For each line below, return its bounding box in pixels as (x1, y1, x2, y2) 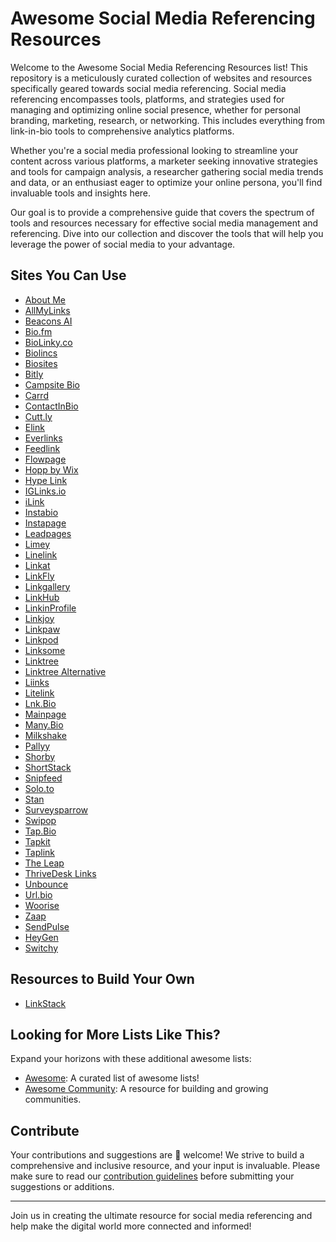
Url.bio (24, 888, 53, 901)
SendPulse (24, 920, 70, 932)
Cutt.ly (24, 410, 53, 422)
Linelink (24, 548, 58, 561)
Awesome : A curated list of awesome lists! (24, 1072, 200, 1084)
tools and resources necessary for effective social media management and (10, 217, 319, 229)
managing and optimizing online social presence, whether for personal (10, 103, 301, 116)
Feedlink (24, 442, 61, 454)
